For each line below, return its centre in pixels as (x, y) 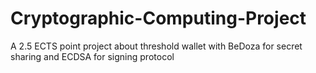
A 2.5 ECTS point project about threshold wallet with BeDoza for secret (156, 46)
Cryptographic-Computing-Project (158, 18)
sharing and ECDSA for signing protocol (92, 56)
